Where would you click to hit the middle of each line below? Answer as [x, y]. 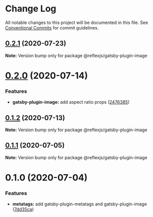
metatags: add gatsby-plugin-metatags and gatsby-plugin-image [79, 204]
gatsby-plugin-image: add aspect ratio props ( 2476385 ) [71, 102]
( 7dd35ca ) [23, 210]
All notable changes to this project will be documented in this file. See [77, 22]
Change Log [31, 9]
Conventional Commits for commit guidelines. [52, 27]
